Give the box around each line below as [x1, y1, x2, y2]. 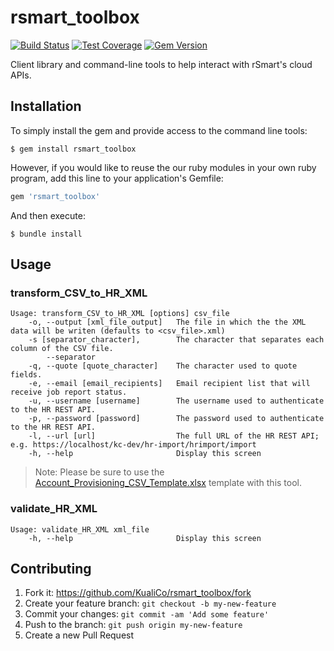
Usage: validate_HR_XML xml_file [10, 524, 150, 535]
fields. [10, 370, 43, 380]
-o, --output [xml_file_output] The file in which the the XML [28, 317, 307, 328]
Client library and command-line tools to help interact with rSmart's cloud [10, 58, 313, 70]
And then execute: [10, 209, 86, 221]
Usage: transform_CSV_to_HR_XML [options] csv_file [10, 309, 230, 319]
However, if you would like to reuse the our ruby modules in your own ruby [10, 161, 317, 173]
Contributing [10, 561, 92, 577]
